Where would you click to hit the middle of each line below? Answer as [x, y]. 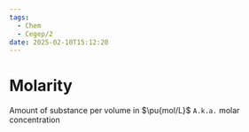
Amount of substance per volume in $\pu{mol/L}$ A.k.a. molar [124, 111]
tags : [19, 17]
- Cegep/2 [35, 34]
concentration [35, 120]
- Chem [29, 26]
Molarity [41, 86]
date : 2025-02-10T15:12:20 [59, 42]
